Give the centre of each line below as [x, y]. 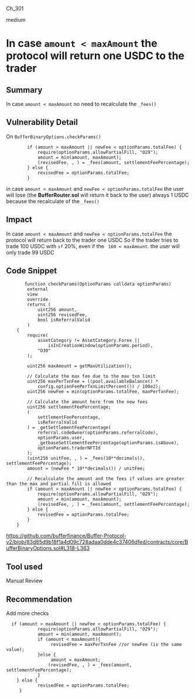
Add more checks [28, 614]
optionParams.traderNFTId [69, 448]
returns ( [39, 305]
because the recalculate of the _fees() [53, 201]
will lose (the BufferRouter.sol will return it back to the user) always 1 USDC [97, 195]
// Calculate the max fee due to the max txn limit [92, 376]
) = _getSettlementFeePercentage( [69, 428]
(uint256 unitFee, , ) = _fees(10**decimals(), [86, 458]
